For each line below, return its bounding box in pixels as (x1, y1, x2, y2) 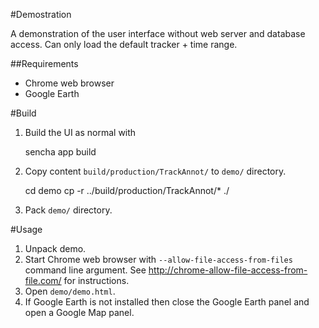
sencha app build (24, 146, 97, 158)
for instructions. (63, 275, 130, 286)
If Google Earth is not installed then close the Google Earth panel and (24, 296, 310, 308)
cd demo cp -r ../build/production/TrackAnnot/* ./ (24, 185, 230, 196)
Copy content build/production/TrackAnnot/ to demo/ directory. (24, 165, 287, 177)
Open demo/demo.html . (24, 285, 116, 297)
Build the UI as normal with (24, 127, 137, 138)
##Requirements (10, 58, 79, 69)
